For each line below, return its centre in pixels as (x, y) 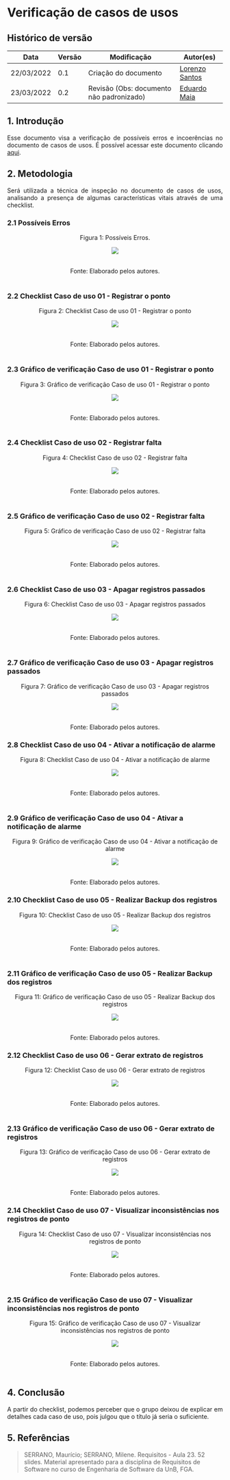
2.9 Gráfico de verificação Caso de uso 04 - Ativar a (95, 818)
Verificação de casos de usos (93, 13)
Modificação (130, 57)
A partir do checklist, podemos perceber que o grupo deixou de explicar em (115, 1409)
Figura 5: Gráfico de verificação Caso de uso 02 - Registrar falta (115, 531)
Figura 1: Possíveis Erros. (115, 237)
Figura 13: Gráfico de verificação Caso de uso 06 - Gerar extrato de (115, 1152)
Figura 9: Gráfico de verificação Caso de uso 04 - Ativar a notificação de (115, 841)
